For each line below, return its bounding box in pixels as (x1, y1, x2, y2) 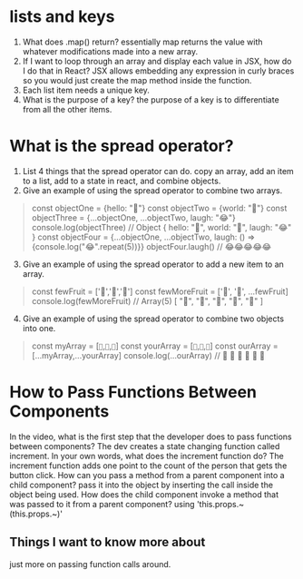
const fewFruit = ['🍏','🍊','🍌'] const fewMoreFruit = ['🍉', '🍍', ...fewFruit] (31, 286, 288, 297)
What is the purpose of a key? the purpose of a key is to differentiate (22, 93, 279, 105)
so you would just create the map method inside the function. (22, 74, 252, 85)
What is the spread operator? (9, 136, 234, 156)
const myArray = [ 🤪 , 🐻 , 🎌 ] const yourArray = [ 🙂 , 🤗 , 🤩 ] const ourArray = (31, 340, 279, 351)
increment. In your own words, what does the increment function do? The (9, 450, 284, 461)
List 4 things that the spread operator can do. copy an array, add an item (22, 165, 295, 176)
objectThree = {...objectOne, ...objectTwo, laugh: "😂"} (31, 211, 236, 223)
